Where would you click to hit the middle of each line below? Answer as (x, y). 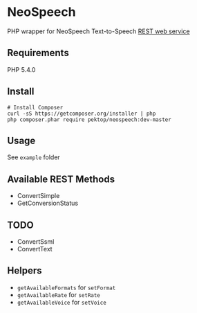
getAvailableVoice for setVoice (62, 302)
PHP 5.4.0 (21, 69)
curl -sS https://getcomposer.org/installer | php (82, 114)
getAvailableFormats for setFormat (66, 287)
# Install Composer (35, 107)
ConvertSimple (38, 196)
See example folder (34, 157)
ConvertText (35, 249)
